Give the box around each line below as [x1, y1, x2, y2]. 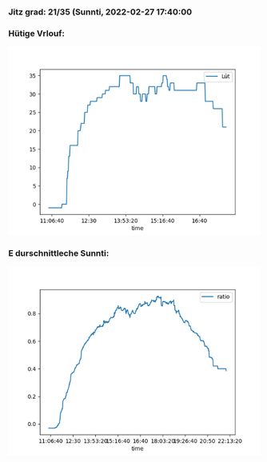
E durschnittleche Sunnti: [8, 248, 110, 259]
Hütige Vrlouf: [8, 27, 66, 38]
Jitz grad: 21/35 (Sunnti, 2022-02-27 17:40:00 [8, 6, 193, 18]
